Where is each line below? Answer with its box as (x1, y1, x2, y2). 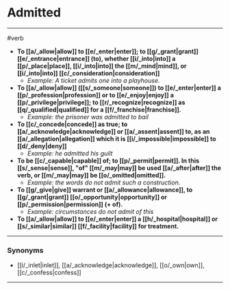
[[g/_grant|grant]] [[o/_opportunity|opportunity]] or (16, 193, 168, 201)
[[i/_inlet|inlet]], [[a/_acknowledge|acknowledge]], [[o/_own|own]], (16, 261, 205, 269)
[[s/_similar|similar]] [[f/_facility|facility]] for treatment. (16, 221, 179, 230)
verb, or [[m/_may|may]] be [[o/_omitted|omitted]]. (16, 171, 166, 179)
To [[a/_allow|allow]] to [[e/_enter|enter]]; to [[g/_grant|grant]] (16, 47, 199, 56)
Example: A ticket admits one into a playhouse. (27, 76, 160, 84)
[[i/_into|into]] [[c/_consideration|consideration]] (16, 69, 160, 77)
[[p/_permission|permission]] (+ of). (16, 200, 123, 208)
